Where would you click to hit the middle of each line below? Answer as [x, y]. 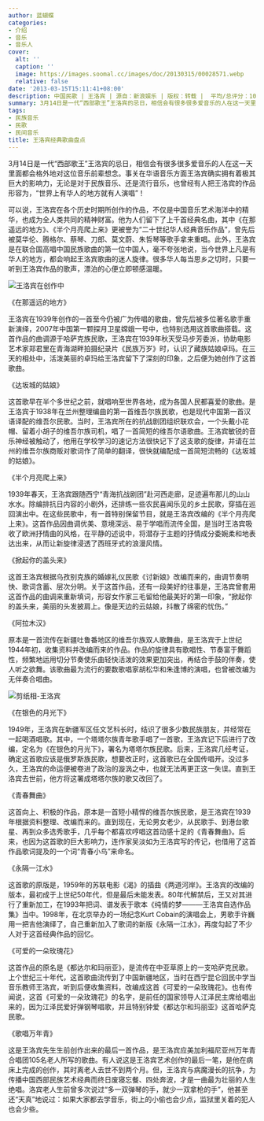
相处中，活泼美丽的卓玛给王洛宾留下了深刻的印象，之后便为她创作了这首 [139, 358]
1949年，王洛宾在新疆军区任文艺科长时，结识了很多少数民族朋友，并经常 [126, 729]
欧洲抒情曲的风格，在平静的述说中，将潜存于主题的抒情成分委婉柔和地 [135, 533]
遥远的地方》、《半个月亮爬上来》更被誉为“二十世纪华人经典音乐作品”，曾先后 [132, 229]
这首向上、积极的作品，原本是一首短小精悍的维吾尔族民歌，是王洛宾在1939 [130, 812]
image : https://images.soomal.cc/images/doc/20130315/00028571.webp [130, 74]
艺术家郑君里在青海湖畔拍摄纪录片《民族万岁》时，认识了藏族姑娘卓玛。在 [128, 348]
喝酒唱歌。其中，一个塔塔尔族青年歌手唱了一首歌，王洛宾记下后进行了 [135, 739]
